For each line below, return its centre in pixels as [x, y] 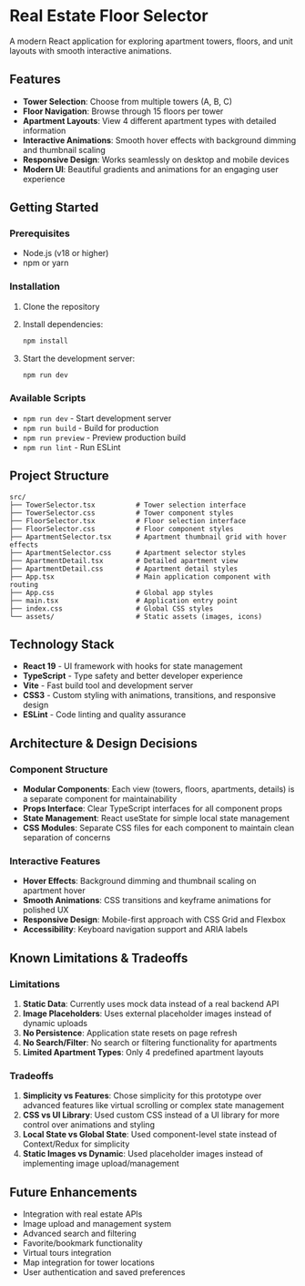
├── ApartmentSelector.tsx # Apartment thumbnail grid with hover [148, 537]
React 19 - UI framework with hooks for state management [132, 666]
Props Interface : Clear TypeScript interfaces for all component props [152, 808]
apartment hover [54, 890]
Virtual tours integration [67, 1253]
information [44, 130]
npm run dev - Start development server [97, 418]
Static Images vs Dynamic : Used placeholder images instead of [143, 1154]
